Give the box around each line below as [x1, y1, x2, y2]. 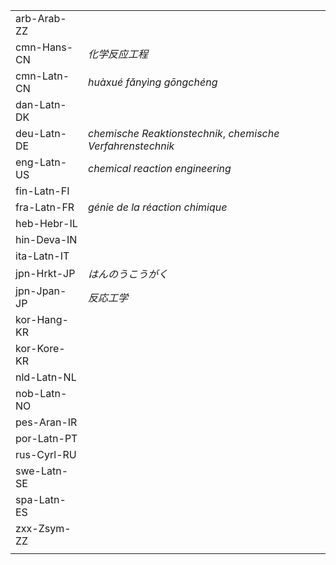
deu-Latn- [15, 127, 68, 140]
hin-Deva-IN [15, 233, 78, 246]
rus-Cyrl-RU [15, 448, 77, 461]
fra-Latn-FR [15, 200, 75, 214]
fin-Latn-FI [15, 184, 70, 198]
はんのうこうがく [87, 267, 168, 281]
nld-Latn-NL [15, 370, 77, 384]
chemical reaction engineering [87, 162, 232, 175]
